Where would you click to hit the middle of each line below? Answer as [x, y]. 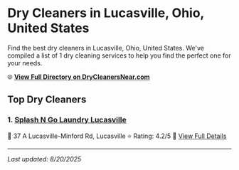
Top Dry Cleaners [47, 100]
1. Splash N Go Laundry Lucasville [67, 120]
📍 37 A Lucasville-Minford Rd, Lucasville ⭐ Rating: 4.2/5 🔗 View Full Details [117, 136]
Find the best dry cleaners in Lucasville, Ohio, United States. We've [106, 48]
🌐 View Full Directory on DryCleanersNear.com [79, 77]
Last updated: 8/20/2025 [44, 159]
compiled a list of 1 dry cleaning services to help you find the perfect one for [119, 55]
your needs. [25, 63]
